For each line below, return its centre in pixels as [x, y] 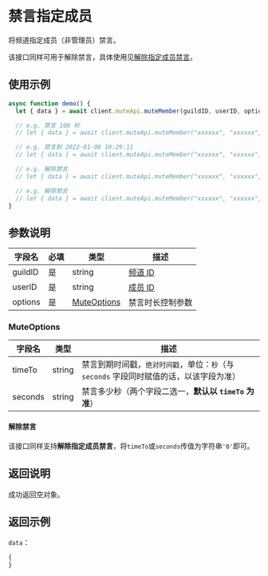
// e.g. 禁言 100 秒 [48, 125]
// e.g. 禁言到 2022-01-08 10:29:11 [75, 147]
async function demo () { [49, 103]
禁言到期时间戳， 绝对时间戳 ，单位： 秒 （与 [158, 364]
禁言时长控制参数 [160, 303]
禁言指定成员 [51, 16]
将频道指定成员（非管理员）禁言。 [64, 40]
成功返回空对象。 [36, 494]
